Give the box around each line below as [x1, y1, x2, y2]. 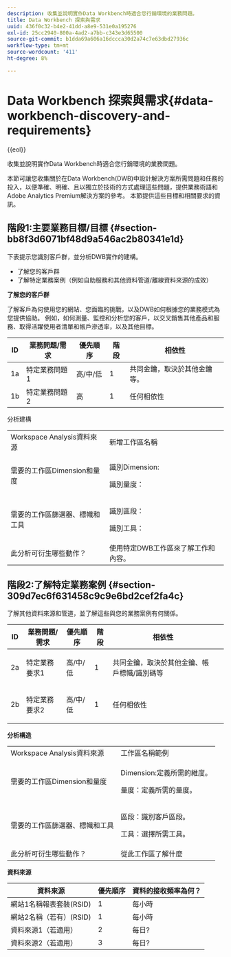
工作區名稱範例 [120, 748, 170, 758]
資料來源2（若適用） [10, 938, 78, 948]
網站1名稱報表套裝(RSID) [10, 900, 91, 909]
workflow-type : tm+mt [7, 42, 69, 49]
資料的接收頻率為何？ [132, 886, 201, 896]
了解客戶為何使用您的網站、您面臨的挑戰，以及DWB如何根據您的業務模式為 [7, 305, 221, 313]
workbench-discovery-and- [7, 107, 170, 123]
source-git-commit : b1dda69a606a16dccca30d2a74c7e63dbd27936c [7, 36, 189, 43]
